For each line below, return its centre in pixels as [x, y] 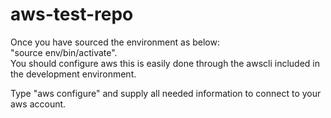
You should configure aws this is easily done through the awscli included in [165, 63]
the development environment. [73, 74]
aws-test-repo [72, 14]
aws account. [38, 104]
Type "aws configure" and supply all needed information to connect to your [166, 93]
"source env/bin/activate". [64, 52]
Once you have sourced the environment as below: [115, 42]
